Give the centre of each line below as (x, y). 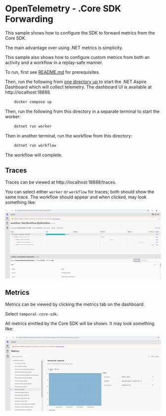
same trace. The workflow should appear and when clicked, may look (76, 197)
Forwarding (29, 19)
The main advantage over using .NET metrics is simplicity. (64, 47)
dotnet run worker (33, 126)
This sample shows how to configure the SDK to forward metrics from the (80, 33)
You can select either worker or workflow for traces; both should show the (80, 192)
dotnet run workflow (35, 145)
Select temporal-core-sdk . (32, 314)
